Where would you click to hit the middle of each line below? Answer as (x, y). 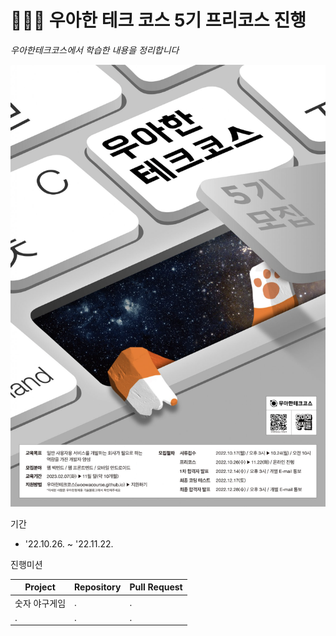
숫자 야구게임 (40, 603)
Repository (98, 587)
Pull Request (156, 587)
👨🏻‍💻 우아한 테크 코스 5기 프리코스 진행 (158, 20)
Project (40, 587)
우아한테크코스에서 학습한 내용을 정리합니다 (95, 50)
